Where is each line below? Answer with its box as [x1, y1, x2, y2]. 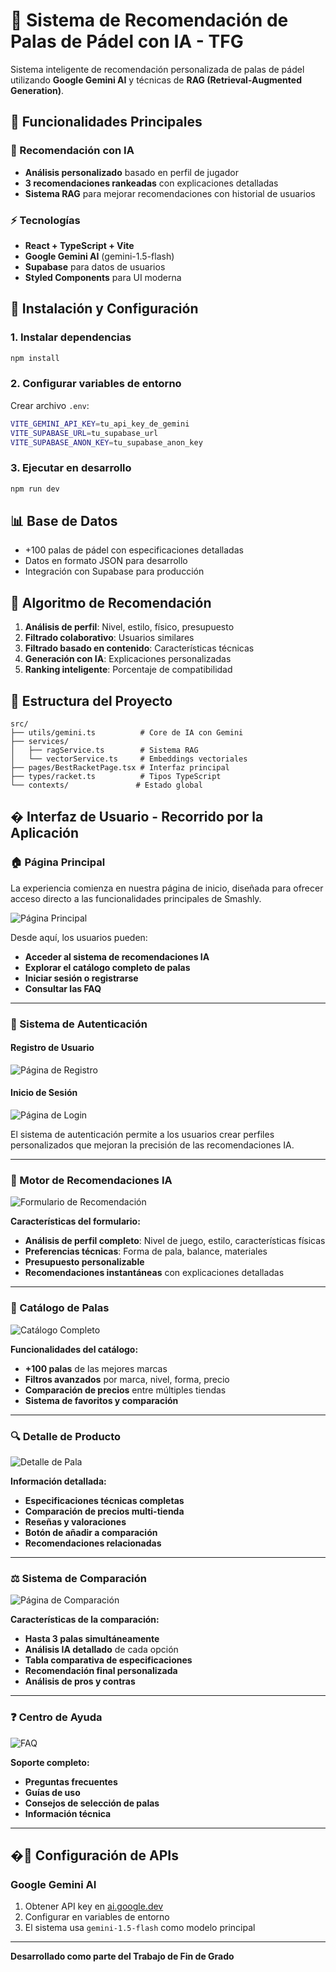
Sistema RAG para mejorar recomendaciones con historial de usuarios [24, 187, 316, 199]
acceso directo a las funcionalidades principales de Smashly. [10, 892, 262, 904]
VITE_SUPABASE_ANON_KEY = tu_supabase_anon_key [10, 437, 203, 448]
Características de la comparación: [10, 1614, 160, 1626]
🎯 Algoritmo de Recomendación [10, 594, 212, 611]
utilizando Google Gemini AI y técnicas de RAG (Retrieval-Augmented [10, 74, 302, 86]
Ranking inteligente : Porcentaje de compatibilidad [24, 664, 233, 676]
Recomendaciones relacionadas [24, 1537, 162, 1549]
